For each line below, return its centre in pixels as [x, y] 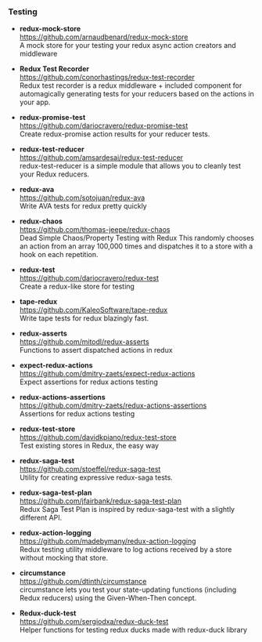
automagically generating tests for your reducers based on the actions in [136, 94]
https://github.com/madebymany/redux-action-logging [108, 541]
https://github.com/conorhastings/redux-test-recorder [107, 78]
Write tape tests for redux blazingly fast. [84, 318]
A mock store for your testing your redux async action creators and [127, 45]
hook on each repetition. [59, 255]
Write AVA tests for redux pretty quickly [83, 206]
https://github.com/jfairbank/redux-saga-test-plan [100, 501]
